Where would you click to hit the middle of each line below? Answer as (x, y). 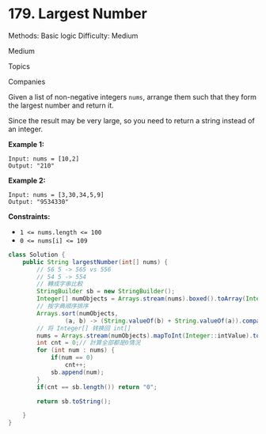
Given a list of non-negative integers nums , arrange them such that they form (133, 96)
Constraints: (29, 216)
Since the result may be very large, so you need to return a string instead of (131, 120)
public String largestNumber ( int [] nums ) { (95, 262)
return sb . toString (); (74, 401)
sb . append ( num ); (77, 372)
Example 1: (27, 144)
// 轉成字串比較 (60, 284)
